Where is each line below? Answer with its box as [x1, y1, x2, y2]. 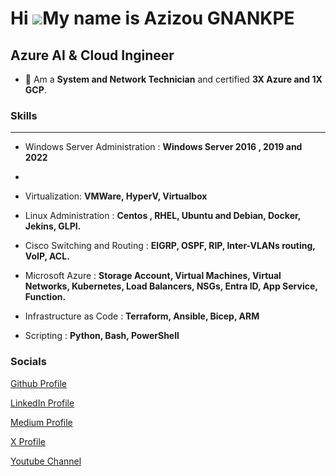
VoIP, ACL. [24, 250, 70, 262]
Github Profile [10, 377, 67, 389]
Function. [24, 291, 67, 303]
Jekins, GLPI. [24, 220, 82, 232]
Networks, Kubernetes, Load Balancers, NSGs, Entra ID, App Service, [24, 280, 318, 292]
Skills [10, 108, 38, 122]
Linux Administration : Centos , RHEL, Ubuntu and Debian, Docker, [24, 210, 302, 222]
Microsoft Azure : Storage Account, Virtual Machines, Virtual [24, 270, 282, 282]
